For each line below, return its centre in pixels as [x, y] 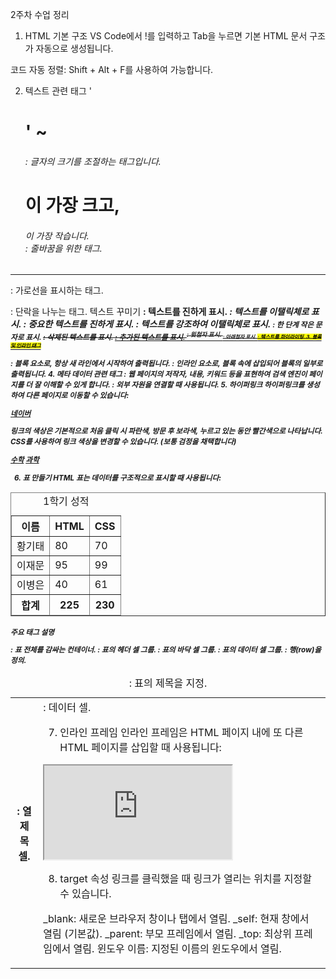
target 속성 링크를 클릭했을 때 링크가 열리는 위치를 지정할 [185, 879]
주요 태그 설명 [32, 632]
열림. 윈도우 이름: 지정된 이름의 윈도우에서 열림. [177, 949]
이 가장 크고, [72, 205]
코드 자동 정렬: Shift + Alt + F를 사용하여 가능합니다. [112, 69]
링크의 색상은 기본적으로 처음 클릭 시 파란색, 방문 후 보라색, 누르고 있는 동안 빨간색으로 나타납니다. [166, 431]
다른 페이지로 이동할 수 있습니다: [77, 396]
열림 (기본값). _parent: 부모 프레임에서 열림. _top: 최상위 [167, 934]
